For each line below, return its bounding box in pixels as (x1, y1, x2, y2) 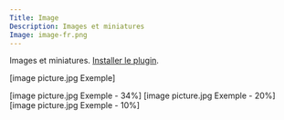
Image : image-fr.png (9, 30, 89, 39)
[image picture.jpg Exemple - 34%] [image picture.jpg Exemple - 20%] (9, 90, 276, 101)
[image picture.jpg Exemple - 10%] (9, 100, 140, 111)
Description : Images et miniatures (9, 22, 145, 31)
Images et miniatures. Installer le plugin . (9, 55, 160, 66)
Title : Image (9, 13, 59, 23)
